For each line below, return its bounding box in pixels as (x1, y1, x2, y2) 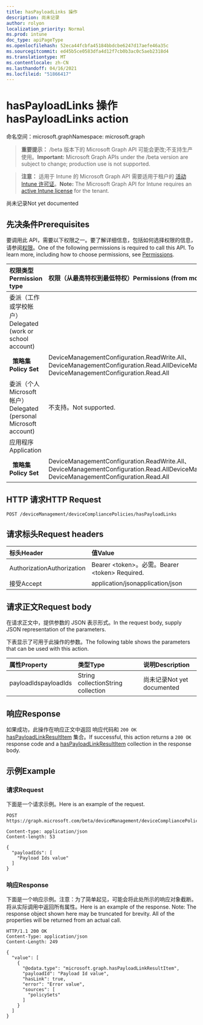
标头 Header (9, 548, 43, 557)
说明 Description (143, 660, 190, 669)
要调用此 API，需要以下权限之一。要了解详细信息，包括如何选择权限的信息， (6, 237, 196, 243)
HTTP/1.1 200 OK (6, 929, 47, 935)
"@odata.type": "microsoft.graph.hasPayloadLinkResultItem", (22, 966, 180, 972)
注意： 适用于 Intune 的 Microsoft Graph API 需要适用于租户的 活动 (21, 173, 186, 180)
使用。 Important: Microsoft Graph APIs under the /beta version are (21, 153, 188, 161)
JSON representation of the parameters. (6, 626, 106, 633)
